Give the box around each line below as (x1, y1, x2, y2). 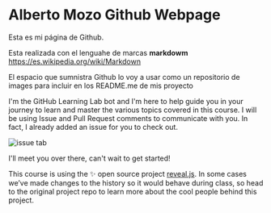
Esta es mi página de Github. (8, 32, 104, 42)
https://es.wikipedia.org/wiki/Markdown (8, 56, 142, 66)
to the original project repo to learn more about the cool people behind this (8, 186, 257, 196)
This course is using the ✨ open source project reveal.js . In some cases (8, 169, 247, 178)
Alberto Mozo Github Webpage (8, 6, 221, 24)
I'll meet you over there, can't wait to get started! (8, 153, 171, 163)
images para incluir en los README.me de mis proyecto (8, 81, 194, 90)
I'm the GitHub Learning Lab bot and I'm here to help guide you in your (8, 96, 244, 106)
